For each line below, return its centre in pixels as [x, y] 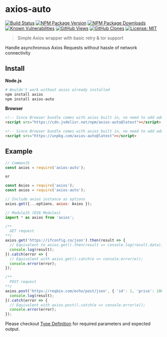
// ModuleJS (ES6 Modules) [33, 213]
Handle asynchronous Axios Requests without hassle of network [71, 47]
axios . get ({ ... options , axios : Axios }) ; [49, 204]
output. [12, 329]
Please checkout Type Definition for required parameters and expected [78, 324]
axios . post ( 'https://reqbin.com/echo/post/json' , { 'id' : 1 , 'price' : [80, 291]
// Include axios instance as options [45, 199]
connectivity [18, 53]
